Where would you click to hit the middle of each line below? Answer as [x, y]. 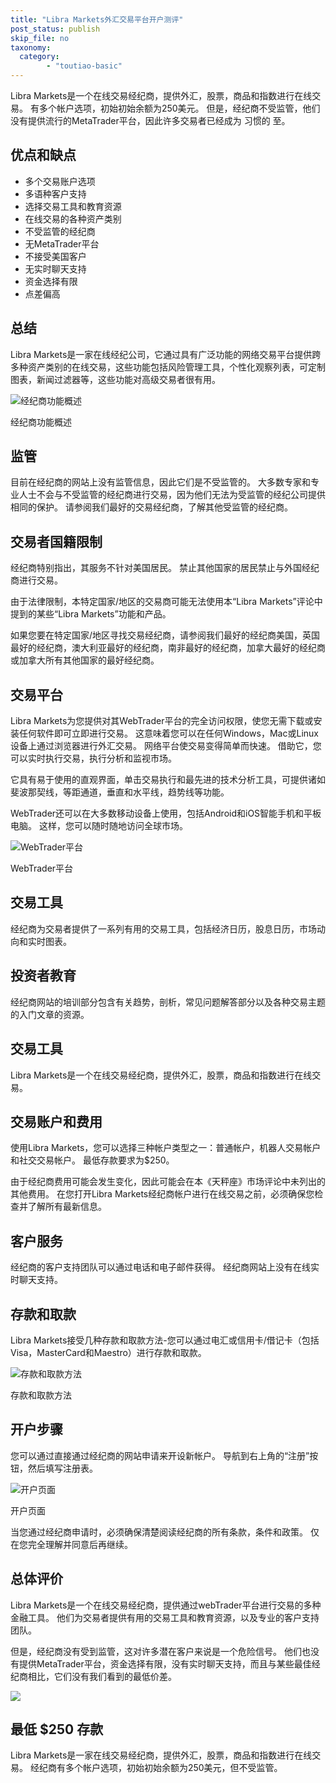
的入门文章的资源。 [50, 1014]
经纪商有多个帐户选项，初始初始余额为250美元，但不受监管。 [156, 1768]
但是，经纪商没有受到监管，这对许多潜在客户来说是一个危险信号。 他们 [156, 1651]
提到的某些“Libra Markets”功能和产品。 [91, 614]
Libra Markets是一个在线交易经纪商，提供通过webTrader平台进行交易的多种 [166, 1605]
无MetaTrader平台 [62, 243]
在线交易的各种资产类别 [73, 218]
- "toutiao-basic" [84, 66]
